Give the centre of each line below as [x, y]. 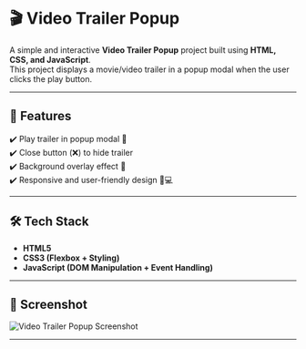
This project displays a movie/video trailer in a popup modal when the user [149, 69]
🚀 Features [41, 116]
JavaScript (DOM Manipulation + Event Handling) [118, 267]
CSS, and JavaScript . [50, 59]
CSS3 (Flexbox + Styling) [71, 258]
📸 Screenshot [49, 304]
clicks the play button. [51, 78]
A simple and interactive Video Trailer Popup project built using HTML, [143, 50]
